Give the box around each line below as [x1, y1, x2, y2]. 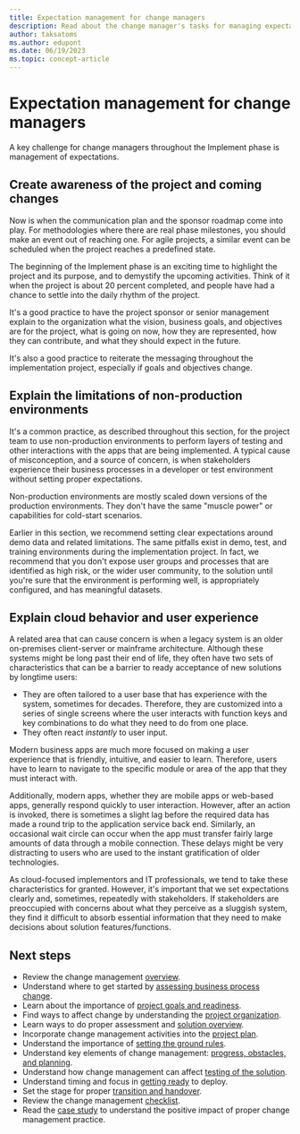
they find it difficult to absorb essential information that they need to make [9, 912, 282, 923]
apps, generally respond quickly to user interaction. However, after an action [9, 800, 291, 811]
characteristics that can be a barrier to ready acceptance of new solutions [9, 662, 282, 673]
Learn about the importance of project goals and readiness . [21, 1000, 242, 1011]
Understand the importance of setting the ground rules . [21, 1038, 227, 1049]
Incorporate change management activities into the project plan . [21, 1028, 259, 1039]
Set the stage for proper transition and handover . [21, 1086, 203, 1096]
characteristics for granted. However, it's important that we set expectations [9, 883, 289, 895]
